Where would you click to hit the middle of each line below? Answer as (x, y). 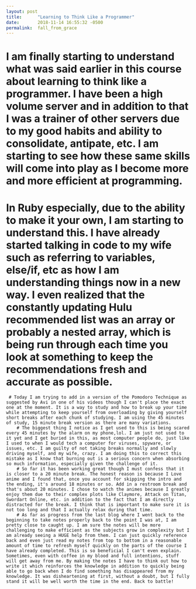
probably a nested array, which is (89, 332)
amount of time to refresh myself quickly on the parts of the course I (97, 546)
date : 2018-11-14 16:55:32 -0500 (55, 22)
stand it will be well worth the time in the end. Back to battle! (90, 582)
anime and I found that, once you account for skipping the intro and (94, 479)
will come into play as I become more (97, 169)
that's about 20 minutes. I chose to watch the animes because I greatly (98, 490)
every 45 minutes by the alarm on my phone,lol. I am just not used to (95, 433)
